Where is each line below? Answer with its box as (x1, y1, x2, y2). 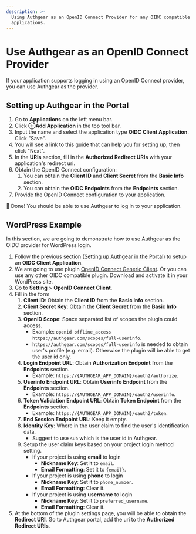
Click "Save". (14, 135, 46, 142)
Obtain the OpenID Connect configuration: (14, 166, 117, 173)
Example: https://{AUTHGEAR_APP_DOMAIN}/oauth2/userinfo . (32, 390, 176, 398)
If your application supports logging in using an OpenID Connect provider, (6, 77, 185, 84)
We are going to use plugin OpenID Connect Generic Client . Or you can (14, 265, 187, 272)
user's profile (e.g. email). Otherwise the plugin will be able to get (32, 347, 191, 354)
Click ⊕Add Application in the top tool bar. (14, 122, 121, 130)
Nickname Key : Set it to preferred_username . (40, 497, 149, 504)
